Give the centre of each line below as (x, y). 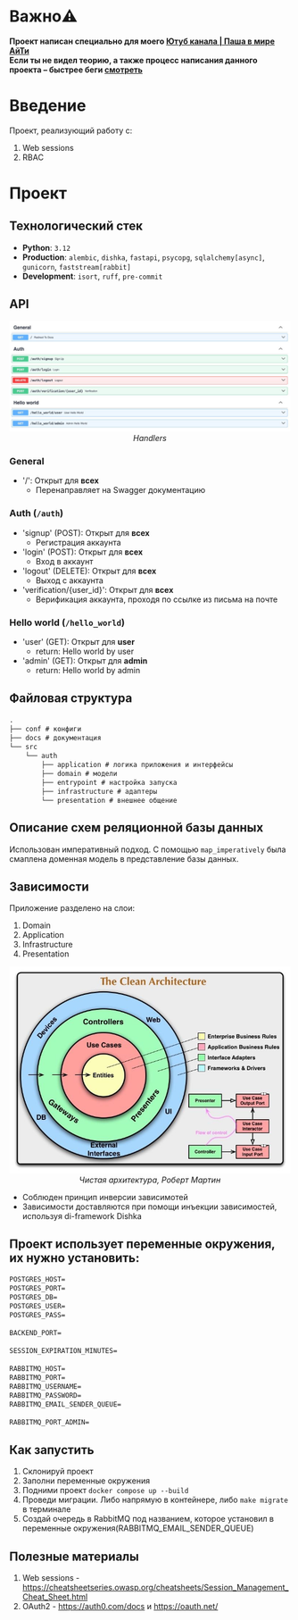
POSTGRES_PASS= (37, 1315)
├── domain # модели (79, 773)
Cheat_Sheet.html (55, 1597)
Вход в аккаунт (64, 561)
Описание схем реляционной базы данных (137, 828)
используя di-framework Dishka (82, 1215)
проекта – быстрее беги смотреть (76, 70)
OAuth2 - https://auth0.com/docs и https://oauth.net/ (120, 1606)
